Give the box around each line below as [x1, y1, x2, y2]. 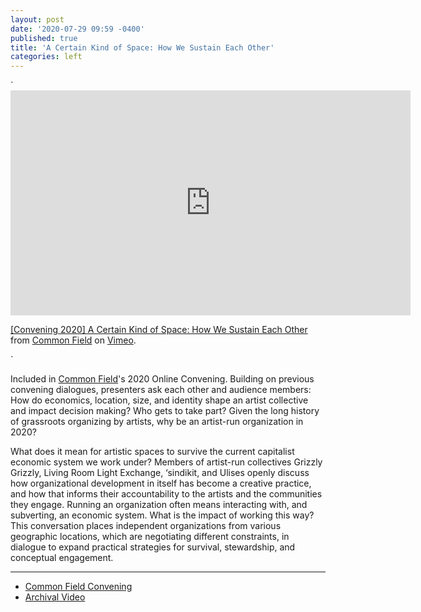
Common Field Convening [24, 581, 133, 593]
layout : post [10, 14, 65, 25]
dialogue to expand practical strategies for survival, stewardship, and [10, 541, 296, 553]
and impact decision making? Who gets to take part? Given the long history [10, 405, 320, 417]
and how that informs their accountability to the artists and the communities [10, 488, 323, 500]
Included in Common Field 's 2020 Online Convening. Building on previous [10, 373, 315, 385]
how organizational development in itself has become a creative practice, [10, 477, 312, 490]
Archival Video [24, 591, 86, 603]
